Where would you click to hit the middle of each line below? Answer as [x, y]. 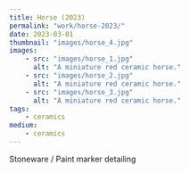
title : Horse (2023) [48, 17]
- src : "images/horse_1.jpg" [79, 59]
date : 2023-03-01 [41, 34]
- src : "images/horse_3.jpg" [79, 92]
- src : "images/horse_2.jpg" [79, 76]
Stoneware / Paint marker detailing [73, 159]
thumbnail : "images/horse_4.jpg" [71, 42]
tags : [19, 109]
